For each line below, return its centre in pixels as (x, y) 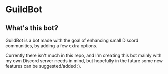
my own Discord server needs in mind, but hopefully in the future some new (84, 61)
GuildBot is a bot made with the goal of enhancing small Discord (72, 40)
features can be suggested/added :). (43, 66)
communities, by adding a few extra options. (51, 46)
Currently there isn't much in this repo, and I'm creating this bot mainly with (83, 55)
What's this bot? (32, 28)
